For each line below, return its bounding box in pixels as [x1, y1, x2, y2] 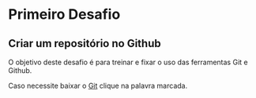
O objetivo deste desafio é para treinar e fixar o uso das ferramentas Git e [8, 57, 248, 67]
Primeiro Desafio [8, 5, 121, 24]
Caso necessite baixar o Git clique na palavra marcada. [8, 81, 188, 90]
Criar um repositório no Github [8, 37, 161, 50]
